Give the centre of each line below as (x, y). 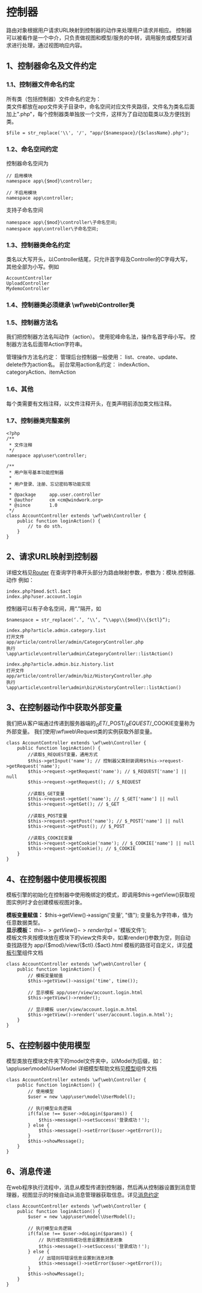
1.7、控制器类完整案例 (38, 421)
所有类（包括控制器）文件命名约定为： (54, 99)
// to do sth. (45, 526)
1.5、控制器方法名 (32, 322)
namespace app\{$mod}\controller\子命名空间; (62, 222)
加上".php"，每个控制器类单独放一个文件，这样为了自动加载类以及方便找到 (98, 114)
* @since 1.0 (33, 505)
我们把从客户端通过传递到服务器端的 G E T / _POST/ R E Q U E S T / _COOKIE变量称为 (101, 724)
